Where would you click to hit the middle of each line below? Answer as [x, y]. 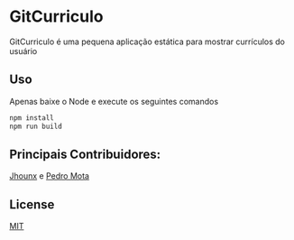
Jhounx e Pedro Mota [50, 176]
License [32, 204]
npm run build [36, 126]
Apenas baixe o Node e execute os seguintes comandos [114, 101]
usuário [23, 51]
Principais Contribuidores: [85, 154]
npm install [32, 118]
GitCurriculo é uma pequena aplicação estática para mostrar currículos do [147, 42]
